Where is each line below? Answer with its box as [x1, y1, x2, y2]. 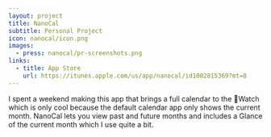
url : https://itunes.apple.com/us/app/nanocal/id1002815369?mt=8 [23, 72, 248, 80]
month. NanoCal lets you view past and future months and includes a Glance [8, 110, 263, 121]
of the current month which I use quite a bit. [8, 119, 154, 129]
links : [8, 57, 31, 65]
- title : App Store [15, 64, 81, 73]
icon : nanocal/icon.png [8, 34, 89, 43]
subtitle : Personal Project [8, 27, 103, 35]
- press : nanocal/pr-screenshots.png [15, 49, 143, 57]
